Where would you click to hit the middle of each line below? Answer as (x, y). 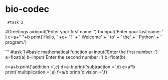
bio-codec (27, 9)
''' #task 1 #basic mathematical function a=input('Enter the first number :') (81, 52)
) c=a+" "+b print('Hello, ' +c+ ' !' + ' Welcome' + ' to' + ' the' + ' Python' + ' (83, 37)
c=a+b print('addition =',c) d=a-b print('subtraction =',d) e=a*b (70, 67)
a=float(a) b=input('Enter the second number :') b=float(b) (65, 57)
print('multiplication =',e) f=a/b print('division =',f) (56, 72)
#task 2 (15, 22)
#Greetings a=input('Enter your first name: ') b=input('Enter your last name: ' (84, 31)
